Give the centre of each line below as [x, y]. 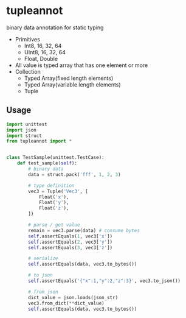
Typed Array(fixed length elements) [69, 78]
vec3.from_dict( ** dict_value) [66, 303]
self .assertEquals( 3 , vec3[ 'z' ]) [71, 247]
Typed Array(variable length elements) [72, 84]
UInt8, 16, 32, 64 [45, 52]
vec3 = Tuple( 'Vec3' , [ [58, 191]
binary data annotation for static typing [55, 27]
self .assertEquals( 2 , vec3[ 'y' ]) [71, 242]
